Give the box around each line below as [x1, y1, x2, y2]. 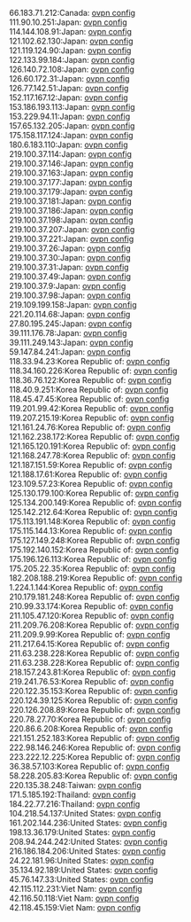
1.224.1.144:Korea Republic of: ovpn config [9, 582, 164, 592]
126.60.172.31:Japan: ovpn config [9, 74, 130, 83]
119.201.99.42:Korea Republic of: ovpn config [9, 403, 174, 413]
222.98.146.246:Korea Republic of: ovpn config [9, 742, 181, 753]
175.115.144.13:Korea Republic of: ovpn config [9, 526, 172, 535]
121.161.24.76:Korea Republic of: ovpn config [9, 422, 171, 433]
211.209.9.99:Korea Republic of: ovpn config [9, 629, 171, 639]
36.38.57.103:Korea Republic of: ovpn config [9, 762, 170, 771]
